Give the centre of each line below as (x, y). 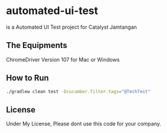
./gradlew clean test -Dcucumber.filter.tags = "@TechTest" (78, 91)
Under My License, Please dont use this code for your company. (83, 124)
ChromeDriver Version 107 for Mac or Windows (63, 59)
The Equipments (37, 45)
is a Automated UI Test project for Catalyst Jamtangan (71, 27)
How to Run (28, 78)
